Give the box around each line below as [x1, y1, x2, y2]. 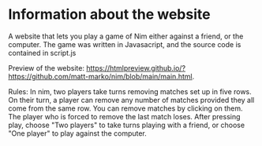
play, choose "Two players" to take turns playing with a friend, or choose [8, 120, 245, 130]
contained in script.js [8, 48, 77, 57]
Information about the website [8, 5, 211, 24]
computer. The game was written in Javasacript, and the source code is [8, 39, 241, 49]
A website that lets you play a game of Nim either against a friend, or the [8, 31, 244, 41]
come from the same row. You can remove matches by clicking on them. [8, 104, 243, 113]
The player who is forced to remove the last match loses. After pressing [8, 111, 241, 121]
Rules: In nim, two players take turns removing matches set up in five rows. [8, 86, 253, 96]
